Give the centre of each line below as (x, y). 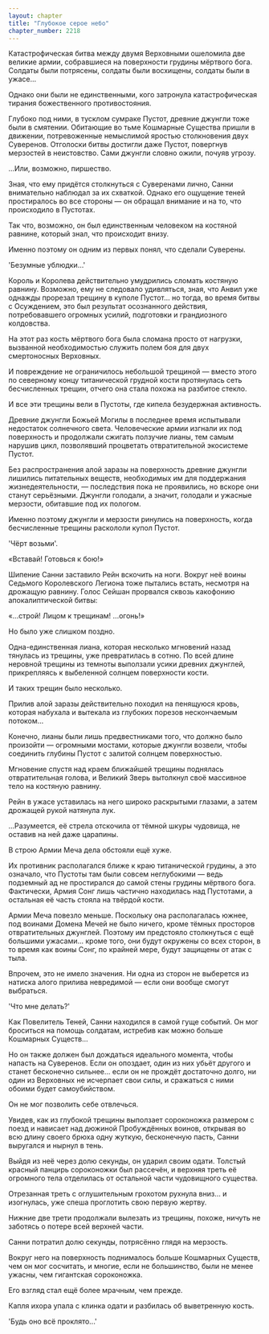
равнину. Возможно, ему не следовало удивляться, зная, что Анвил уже (133, 289)
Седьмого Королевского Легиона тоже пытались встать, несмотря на (129, 583)
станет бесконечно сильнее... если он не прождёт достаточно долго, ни (132, 1072)
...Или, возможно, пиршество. (60, 169)
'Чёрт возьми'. (33, 544)
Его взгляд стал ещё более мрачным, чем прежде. (96, 1291)
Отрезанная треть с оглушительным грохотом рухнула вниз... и (118, 1194)
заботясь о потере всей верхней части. (76, 1226)
